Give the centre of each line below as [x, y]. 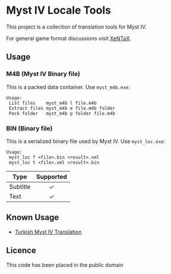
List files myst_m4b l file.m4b [53, 103]
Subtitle [20, 187]
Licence [21, 251]
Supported [52, 177]
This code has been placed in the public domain [65, 264]
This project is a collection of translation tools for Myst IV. [77, 27]
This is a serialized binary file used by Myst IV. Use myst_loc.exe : [86, 141]
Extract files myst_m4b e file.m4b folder [62, 108]
